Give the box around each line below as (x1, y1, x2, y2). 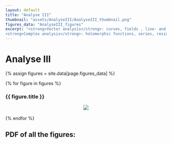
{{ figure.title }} (5, 93, 45, 100)
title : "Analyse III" (5, 12, 52, 17)
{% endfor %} (5, 115, 35, 121)
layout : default (5, 7, 40, 13)
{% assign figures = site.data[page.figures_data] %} (5, 70, 115, 76)
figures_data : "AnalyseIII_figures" (5, 22, 83, 27)
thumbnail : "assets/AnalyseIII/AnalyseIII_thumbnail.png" (5, 17, 132, 22)
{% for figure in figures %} (5, 80, 61, 86)
